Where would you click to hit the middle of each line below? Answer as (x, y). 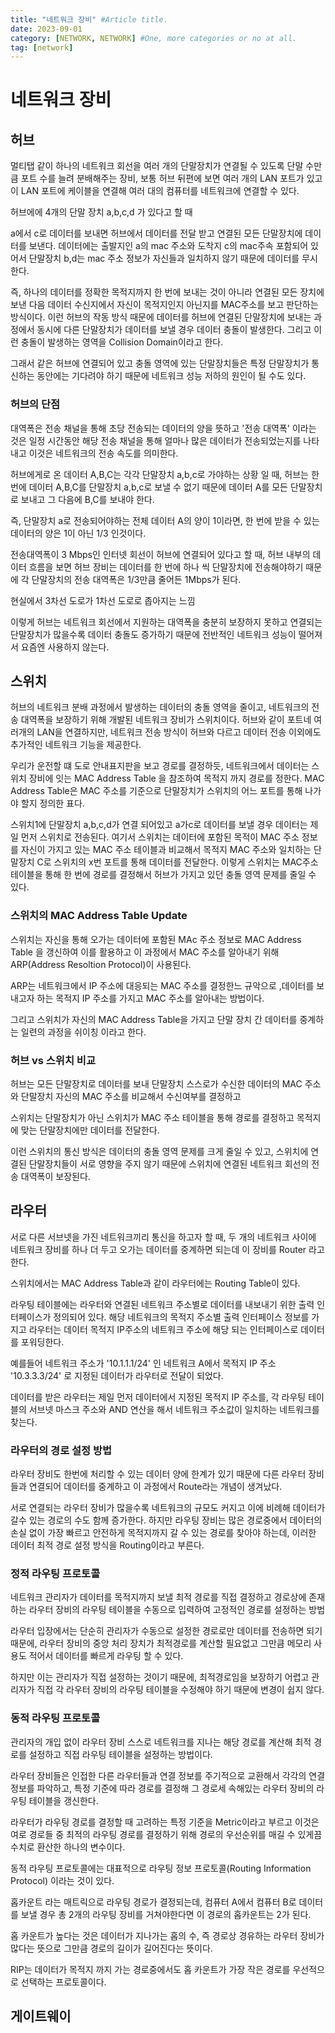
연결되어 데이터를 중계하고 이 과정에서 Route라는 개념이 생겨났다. (155, 1487)
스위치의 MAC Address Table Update (99, 916)
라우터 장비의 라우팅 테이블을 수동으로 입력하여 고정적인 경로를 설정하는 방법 (177, 1610)
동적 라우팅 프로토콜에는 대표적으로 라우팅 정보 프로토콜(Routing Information (161, 1868)
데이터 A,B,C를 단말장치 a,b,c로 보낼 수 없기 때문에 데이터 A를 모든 (158, 487)
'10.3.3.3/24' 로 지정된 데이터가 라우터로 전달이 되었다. (117, 1375)
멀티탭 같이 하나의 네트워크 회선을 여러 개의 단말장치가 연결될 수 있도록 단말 (157, 166)
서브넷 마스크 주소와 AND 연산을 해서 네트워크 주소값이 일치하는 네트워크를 (174, 1409)
